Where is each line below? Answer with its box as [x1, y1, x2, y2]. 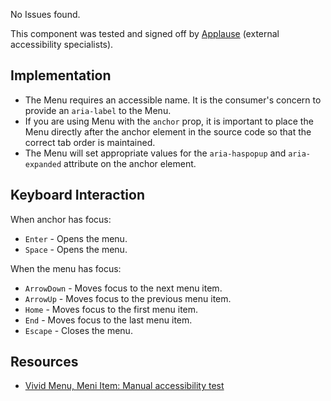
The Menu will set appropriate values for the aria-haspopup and [24, 147, 287, 159]
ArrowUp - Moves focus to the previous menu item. [24, 292, 232, 304]
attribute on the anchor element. [63, 157, 197, 169]
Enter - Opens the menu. [24, 232, 128, 244]
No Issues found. [10, 9, 81, 20]
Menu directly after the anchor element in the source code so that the [24, 125, 312, 138]
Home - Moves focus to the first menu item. [24, 303, 199, 315]
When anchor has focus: [10, 213, 112, 225]
